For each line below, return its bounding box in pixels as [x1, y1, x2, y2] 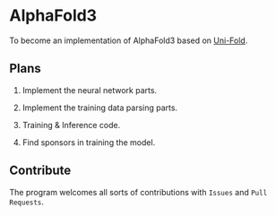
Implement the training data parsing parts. [22, 102, 177, 113]
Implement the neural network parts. [22, 84, 158, 95]
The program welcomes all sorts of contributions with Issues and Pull [9, 186, 268, 197]
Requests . [9, 196, 45, 207]
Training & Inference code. [22, 119, 121, 130]
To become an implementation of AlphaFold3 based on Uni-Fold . [9, 35, 248, 46]
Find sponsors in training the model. [22, 136, 156, 148]
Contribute [9, 163, 72, 178]
